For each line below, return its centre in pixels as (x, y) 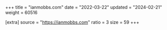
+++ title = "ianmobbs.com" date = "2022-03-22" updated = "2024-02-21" (84, 7)
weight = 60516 (22, 12)
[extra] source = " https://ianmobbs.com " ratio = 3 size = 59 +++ (72, 22)
